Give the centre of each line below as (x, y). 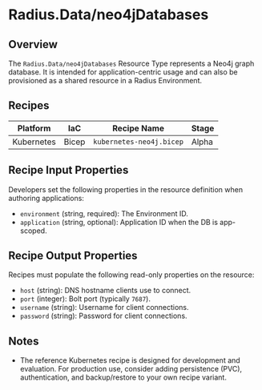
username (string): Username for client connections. (105, 308)
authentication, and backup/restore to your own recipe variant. (123, 377)
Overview (33, 44)
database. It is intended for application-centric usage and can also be (123, 72)
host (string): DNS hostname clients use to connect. (105, 291)
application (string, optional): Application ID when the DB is (119, 222)
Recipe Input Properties (69, 170)
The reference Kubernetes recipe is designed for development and (130, 360)
